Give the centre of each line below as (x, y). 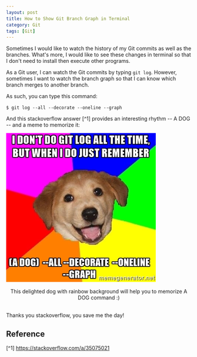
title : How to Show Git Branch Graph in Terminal (68, 19)
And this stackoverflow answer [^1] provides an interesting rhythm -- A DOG (98, 119)
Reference (26, 334)
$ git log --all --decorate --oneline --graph (64, 108)
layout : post (22, 12)
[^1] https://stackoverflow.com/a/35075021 (58, 348)
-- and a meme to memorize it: (43, 125)
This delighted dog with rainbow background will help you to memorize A (99, 292)
